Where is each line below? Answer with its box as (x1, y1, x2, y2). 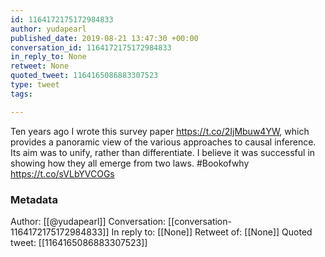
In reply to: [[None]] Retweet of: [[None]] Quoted (111, 226, 313, 238)
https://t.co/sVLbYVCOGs (10, 167, 115, 180)
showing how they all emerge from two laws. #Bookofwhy (10, 157, 250, 169)
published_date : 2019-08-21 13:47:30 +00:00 (10, 33, 199, 43)
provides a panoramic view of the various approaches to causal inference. (10, 136, 317, 148)
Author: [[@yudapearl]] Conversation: (10, 215, 167, 227)
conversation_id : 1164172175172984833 (10, 42, 172, 53)
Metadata (10, 192, 58, 206)
